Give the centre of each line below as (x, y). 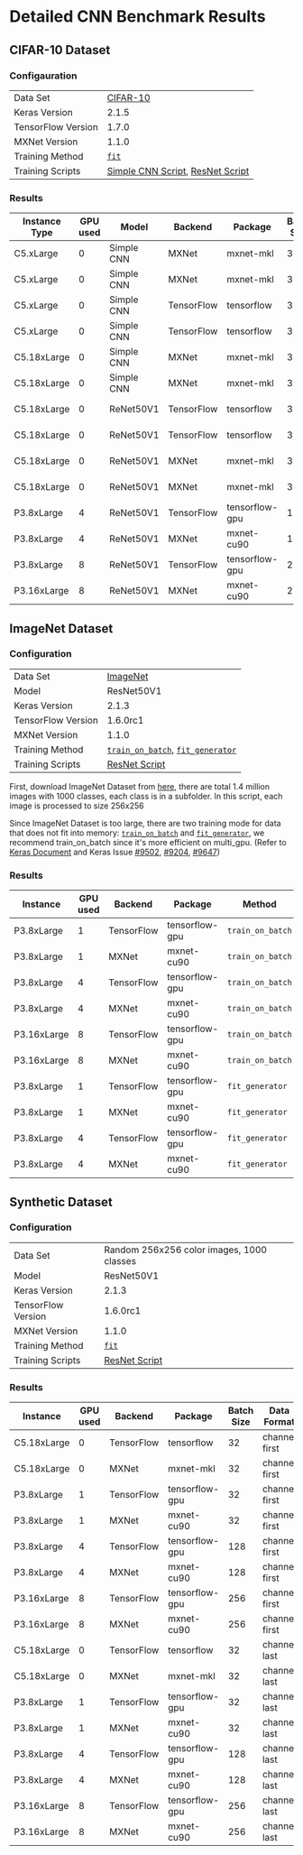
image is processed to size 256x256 (77, 806)
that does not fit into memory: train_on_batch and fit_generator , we (137, 833)
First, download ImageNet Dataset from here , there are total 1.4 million (140, 786)
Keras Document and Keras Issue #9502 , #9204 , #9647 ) (115, 852)
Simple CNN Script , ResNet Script (178, 171)
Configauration (43, 76)
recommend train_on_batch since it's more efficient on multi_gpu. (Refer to (148, 842)
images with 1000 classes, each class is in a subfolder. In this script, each (146, 796)
